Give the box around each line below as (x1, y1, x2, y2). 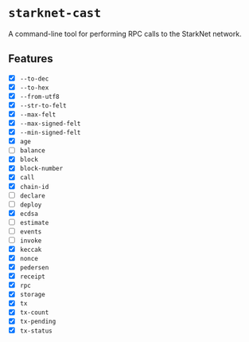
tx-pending (19, 317, 56, 326)
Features (8, 52, 53, 65)
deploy (19, 201, 42, 209)
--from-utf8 (19, 92, 60, 100)
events (19, 227, 42, 236)
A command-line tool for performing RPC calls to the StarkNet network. (8, 29, 242, 38)
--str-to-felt (19, 101, 67, 109)
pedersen (19, 264, 49, 272)
